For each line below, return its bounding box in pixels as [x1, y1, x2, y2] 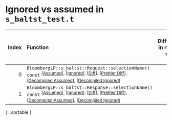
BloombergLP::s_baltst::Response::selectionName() [27, 85, 153, 90]
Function [27, 43, 49, 51]
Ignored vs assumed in [5, 4, 104, 15]
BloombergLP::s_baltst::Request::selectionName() [27, 65, 150, 71]
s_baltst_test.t [5, 14, 74, 24]
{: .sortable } [5, 109, 32, 115]
